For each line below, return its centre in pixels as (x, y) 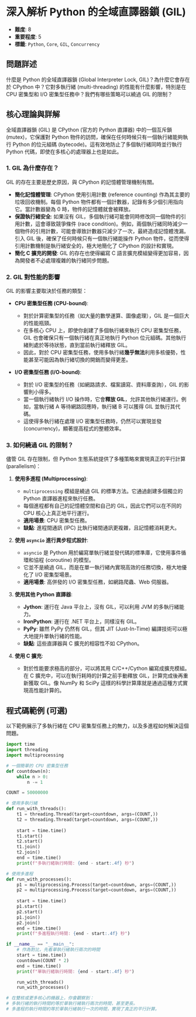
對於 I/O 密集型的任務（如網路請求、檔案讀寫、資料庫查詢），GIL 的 (104, 385)
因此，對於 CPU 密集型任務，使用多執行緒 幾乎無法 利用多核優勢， (102, 353)
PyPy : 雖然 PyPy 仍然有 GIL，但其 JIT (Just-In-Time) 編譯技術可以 (103, 629)
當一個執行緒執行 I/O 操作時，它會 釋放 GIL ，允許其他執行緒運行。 (102, 400)
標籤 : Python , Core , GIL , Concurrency (57, 44)
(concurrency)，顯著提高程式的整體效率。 (74, 429)
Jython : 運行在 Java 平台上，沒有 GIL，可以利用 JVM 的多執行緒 (101, 607)
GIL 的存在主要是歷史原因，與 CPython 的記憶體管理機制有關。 (82, 182)
